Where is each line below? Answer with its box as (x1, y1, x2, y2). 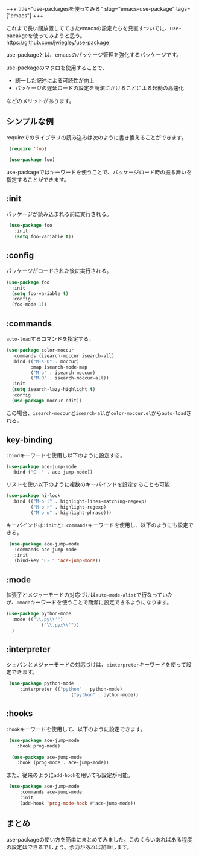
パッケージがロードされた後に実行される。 (6, 267, 112, 274)
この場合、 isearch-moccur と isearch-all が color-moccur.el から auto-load (6, 409, 186, 416)
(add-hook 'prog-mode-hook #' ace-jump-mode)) (19, 800, 136, 807)
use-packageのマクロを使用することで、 (6, 64, 108, 71)
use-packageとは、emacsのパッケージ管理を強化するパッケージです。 (6, 51, 182, 59)
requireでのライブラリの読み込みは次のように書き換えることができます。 (6, 133, 187, 141)
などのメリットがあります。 (6, 97, 75, 104)
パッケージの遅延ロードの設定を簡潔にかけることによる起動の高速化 (14, 84, 185, 92)
